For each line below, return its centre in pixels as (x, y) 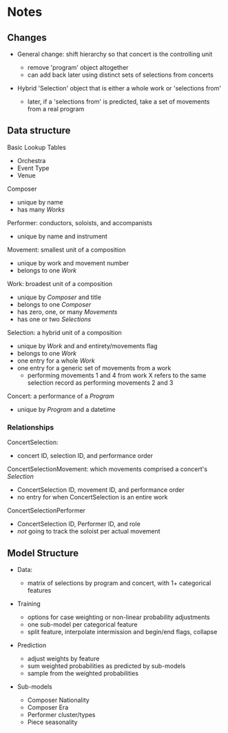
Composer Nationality (58, 700)
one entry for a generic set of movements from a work (94, 368)
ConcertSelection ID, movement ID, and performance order (101, 490)
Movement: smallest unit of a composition (66, 249)
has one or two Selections (54, 319)
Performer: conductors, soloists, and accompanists (80, 222)
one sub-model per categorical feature (82, 624)
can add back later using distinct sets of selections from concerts (120, 75)
